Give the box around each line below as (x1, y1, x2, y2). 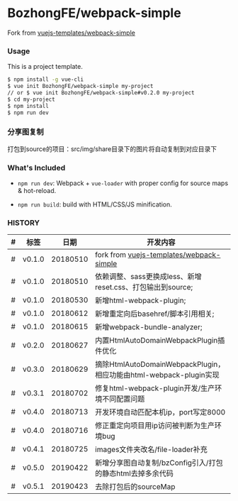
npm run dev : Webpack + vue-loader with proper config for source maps (17, 179, 229, 187)
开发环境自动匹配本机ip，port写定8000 (95, 407, 226, 417)
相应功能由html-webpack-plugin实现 (95, 370, 220, 380)
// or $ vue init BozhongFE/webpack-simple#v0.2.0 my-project (7, 89, 195, 97)
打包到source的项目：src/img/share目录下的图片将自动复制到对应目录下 (7, 144, 217, 153)
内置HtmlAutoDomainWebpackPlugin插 (95, 336, 225, 346)
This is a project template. (7, 62, 83, 71)
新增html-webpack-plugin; (95, 296, 186, 306)
